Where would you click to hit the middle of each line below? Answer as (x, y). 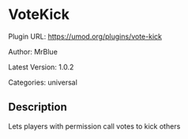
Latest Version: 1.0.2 (41, 67)
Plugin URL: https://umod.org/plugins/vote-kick (85, 36)
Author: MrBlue (33, 51)
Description (38, 107)
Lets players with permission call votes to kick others (94, 126)
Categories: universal (43, 82)
